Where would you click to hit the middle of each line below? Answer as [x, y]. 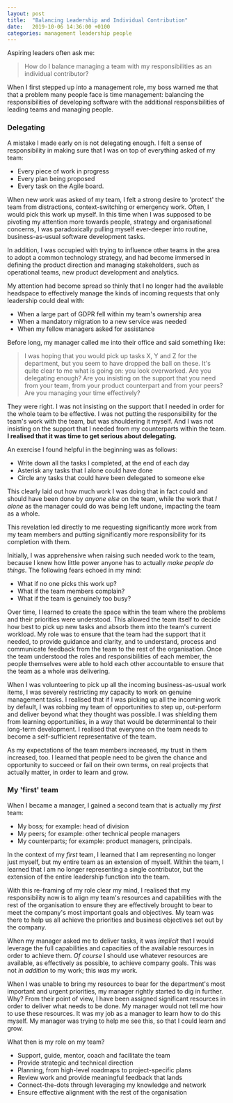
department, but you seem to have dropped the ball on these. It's [117, 363]
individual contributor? [56, 74]
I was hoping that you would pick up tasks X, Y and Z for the [110, 355]
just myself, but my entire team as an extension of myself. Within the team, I [115, 862]
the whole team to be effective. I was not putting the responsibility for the [112, 414]
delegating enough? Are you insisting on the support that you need [120, 378]
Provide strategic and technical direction [75, 1063]
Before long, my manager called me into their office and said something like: [116, 342]
